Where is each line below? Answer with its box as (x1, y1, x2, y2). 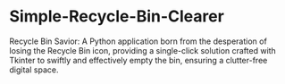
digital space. (9, 64, 59, 75)
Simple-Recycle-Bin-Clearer (9, 6, 225, 27)
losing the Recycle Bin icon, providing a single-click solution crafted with (9, 45, 277, 55)
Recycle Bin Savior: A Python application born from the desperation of (9, 36, 268, 46)
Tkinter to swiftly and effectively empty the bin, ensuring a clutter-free (9, 55, 268, 65)
